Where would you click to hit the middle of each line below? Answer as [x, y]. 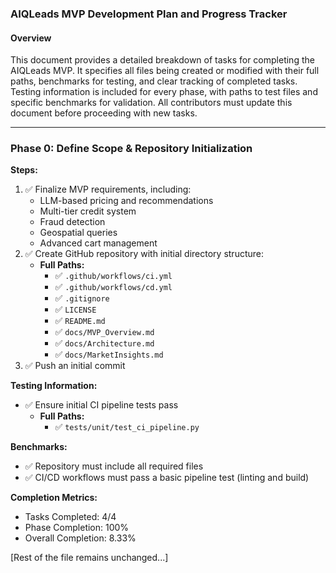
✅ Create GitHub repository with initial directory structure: [144, 254]
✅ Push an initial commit [75, 366]
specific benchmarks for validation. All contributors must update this [151, 103]
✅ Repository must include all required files [114, 466]
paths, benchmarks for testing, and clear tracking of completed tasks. [154, 81]
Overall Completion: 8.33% [80, 538]
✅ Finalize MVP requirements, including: [108, 189]
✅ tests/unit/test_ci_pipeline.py [127, 427]
